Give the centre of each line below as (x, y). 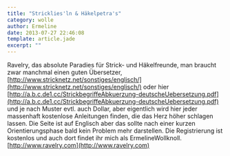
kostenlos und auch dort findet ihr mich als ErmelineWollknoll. (95, 138)
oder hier (156, 87)
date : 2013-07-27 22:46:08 (46, 33)
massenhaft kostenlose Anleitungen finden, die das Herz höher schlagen (110, 116)
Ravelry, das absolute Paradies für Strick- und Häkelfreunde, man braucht (112, 65)
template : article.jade (41, 39)
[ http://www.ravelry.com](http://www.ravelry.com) (79, 145)
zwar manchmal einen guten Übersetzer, (65, 72)
